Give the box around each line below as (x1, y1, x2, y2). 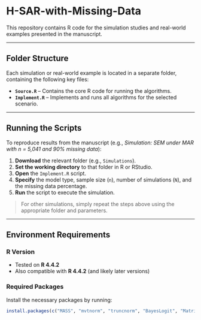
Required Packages (6, 283, 64, 291)
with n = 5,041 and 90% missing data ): (6, 145, 102, 152)
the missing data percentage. (14, 182, 87, 189)
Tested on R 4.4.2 (14, 261, 60, 268)
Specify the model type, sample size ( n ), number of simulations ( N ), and (14, 176, 192, 183)
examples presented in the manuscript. (6, 30, 103, 37)
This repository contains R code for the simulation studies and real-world (6, 24, 187, 31)
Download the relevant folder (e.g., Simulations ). (14, 157, 136, 164)
